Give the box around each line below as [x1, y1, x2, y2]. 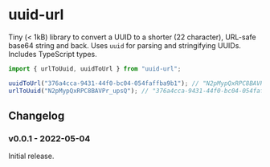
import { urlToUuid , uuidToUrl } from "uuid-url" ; [8, 64, 182, 73]
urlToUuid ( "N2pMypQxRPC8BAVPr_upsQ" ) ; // [8, 87, 149, 95]
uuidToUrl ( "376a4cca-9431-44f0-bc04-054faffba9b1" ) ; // [8, 79, 199, 88]
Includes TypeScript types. [8, 49, 98, 59]
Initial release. [8, 151, 55, 161]
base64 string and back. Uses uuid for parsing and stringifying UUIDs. [8, 40, 241, 50]
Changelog [8, 108, 65, 122]
